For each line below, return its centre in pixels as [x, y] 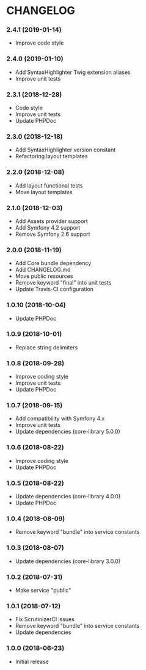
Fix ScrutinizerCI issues [45, 619]
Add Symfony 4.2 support [48, 227]
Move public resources [44, 276]
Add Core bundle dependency [53, 263]
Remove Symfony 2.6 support [53, 234]
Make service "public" [43, 590]
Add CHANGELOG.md [43, 270]
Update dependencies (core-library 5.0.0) [68, 432]
